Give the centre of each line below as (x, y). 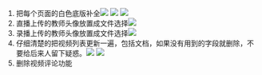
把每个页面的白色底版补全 (58, 13)
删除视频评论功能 (44, 63)
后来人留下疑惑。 (58, 53)
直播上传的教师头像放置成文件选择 (72, 23)
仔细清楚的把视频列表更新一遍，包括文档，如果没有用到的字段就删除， (131, 43)
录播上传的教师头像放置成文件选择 (72, 33)
